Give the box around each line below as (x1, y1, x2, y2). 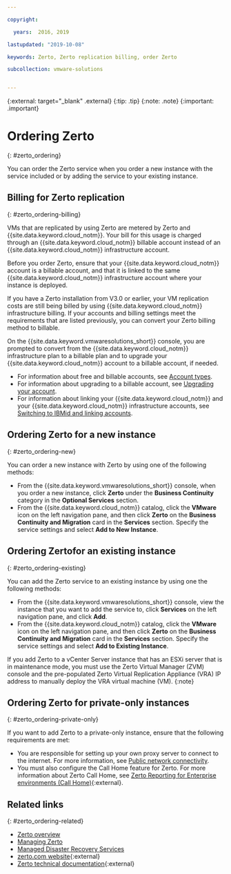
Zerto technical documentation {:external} (17, 860, 135, 868)
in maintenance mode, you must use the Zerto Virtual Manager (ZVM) (7, 662, 205, 671)
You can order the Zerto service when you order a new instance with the (7, 165, 213, 173)
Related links (7, 798, 64, 811)
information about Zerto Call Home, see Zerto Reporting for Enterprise (17, 771, 217, 779)
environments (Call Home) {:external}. (17, 779, 123, 787)
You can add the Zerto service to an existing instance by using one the (7, 577, 208, 585)
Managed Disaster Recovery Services (17, 845, 125, 853)
